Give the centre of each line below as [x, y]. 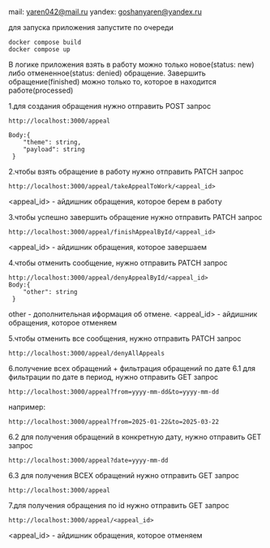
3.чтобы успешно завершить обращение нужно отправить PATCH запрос [135, 217]
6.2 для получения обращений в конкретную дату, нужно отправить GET [135, 437]
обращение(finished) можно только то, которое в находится [112, 82]
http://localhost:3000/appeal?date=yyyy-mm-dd [88, 460]
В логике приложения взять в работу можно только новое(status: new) [131, 65]
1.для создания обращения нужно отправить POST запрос [110, 106]
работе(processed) [41, 90]
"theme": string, [52, 142]
